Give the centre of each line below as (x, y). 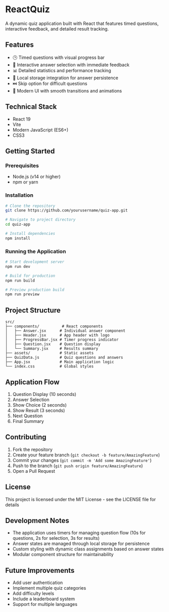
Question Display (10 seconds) (45, 394)
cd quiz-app (18, 225)
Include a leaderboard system (44, 599)
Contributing (26, 437)
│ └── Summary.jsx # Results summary (52, 349)
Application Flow (32, 382)
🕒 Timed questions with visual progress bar (58, 57)
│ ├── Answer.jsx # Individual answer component (65, 331)
